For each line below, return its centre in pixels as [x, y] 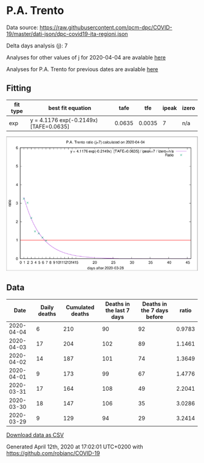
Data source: [22, 27]
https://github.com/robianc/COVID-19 [53, 453]
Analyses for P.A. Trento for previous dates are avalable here [82, 69]
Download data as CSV [35, 435]
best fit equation [70, 108]
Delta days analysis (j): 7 [37, 46]
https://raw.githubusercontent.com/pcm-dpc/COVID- [106, 27]
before [155, 317]
